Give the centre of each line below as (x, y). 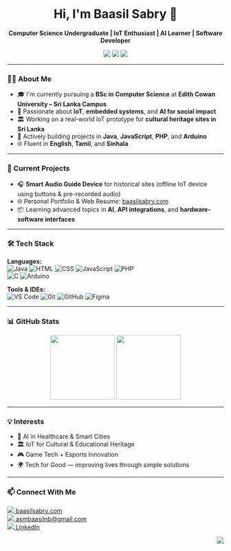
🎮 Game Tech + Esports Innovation (67, 455)
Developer (115, 40)
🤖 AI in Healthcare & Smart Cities (64, 437)
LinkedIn (27, 527)
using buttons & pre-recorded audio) (69, 194)
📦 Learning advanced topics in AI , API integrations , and (98, 209)
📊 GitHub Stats (33, 321)
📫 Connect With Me (42, 493)
